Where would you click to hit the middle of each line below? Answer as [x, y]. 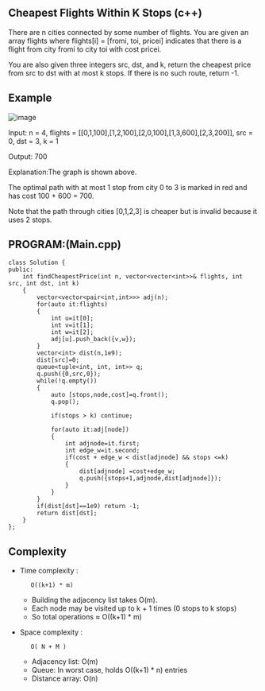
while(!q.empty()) [67, 381]
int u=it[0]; [72, 318]
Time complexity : [49, 571]
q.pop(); [65, 402]
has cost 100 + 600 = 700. [51, 196]
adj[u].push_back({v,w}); [93, 340]
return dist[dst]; [67, 513]
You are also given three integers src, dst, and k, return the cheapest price [130, 64]
